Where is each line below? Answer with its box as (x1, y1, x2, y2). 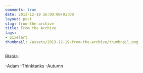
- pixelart (5, 35, 28, 40)
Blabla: (5, 53, 19, 59)
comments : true (5, 7, 37, 12)
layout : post (5, 16, 32, 21)
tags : (5, 30, 16, 35)
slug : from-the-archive (5, 21, 54, 26)
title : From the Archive (5, 26, 56, 31)
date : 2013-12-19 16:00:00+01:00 (5, 12, 74, 17)
